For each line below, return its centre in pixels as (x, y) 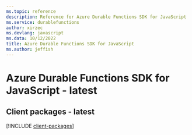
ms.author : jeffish (30, 49)
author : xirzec (25, 28)
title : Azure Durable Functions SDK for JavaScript (70, 44)
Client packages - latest (50, 112)
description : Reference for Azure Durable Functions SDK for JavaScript (96, 17)
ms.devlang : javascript (35, 33)
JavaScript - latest (52, 90)
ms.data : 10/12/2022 (31, 38)
